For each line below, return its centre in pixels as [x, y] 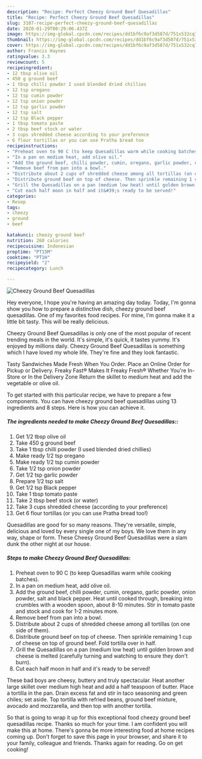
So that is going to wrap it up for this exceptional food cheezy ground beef [99, 717]
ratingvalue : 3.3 [28, 56]
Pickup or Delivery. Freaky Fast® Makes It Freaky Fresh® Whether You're [97, 370]
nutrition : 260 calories [38, 240]
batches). [27, 579]
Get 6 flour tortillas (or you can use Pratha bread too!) [82, 513]
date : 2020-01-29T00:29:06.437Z [47, 29]
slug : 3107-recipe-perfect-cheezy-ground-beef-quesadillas [82, 23]
